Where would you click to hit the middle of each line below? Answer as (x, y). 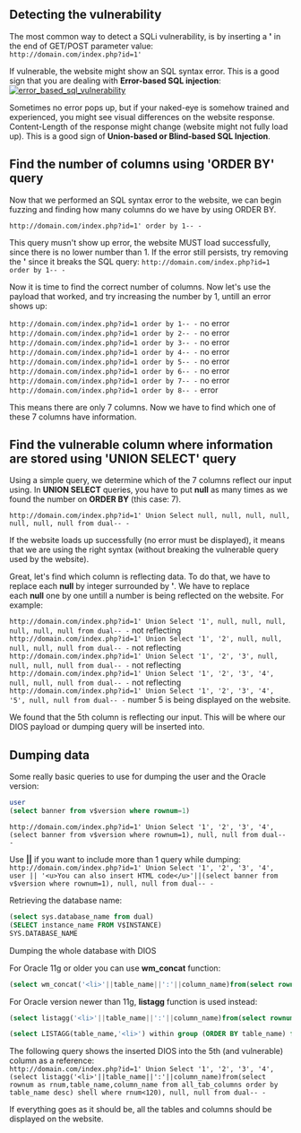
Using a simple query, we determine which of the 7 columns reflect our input (150, 480)
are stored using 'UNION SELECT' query (123, 459)
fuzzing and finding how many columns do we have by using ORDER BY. (143, 209)
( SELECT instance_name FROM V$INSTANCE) (86, 925)
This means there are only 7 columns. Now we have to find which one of (142, 407)
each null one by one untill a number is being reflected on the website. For (146, 596)
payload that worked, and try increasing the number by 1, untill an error (140, 296)
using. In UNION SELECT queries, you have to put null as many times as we (149, 490)
